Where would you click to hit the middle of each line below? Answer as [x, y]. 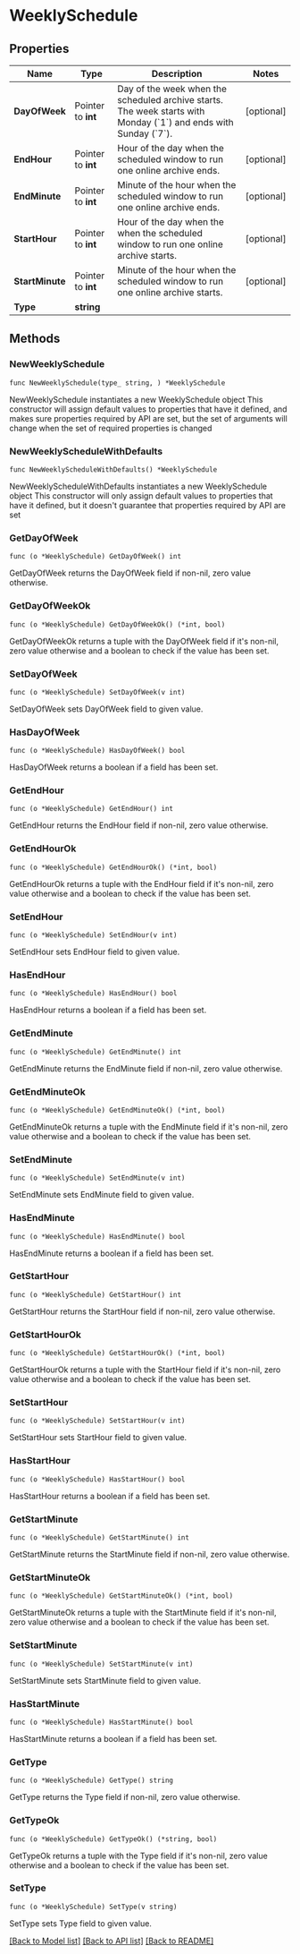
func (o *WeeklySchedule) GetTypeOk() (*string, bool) [113, 1839]
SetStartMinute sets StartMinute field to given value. [105, 1680]
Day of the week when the [172, 89]
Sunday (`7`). [145, 133]
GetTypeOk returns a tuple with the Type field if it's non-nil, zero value [138, 1856]
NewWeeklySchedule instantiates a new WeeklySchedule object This [136, 399]
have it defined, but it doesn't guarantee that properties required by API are [147, 505]
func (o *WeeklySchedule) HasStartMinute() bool [101, 1722]
